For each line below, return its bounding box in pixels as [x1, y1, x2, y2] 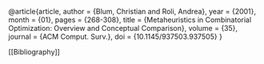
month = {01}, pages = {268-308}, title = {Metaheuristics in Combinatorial [8, 15, 252, 24]
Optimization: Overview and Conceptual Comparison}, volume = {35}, [8, 24, 238, 32]
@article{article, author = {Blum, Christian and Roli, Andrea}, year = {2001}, [8, 7, 257, 16]
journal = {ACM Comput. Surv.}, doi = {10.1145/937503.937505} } [8, 32, 222, 41]
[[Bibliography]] [8, 47, 60, 56]
